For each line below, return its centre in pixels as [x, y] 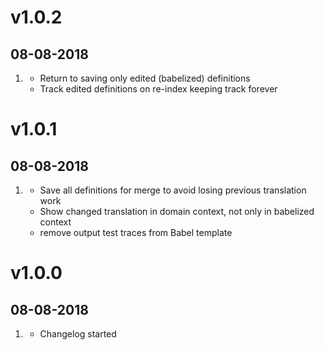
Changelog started [78, 334]
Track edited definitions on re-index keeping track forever [158, 89]
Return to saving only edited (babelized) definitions [145, 78]
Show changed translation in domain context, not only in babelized [177, 211]
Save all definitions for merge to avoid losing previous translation [173, 190]
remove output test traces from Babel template [136, 232]
